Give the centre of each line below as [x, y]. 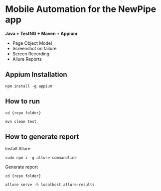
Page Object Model [32, 43]
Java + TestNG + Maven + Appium [41, 33]
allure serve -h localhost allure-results [50, 185]
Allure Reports [27, 59]
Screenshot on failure [34, 48]
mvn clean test [21, 121]
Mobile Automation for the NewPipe [81, 9]
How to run [23, 101]
